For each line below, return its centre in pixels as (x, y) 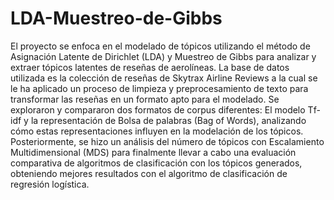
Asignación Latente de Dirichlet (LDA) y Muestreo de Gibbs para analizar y (163, 56)
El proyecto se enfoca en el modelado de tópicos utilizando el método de (160, 46)
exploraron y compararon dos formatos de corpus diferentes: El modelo (158, 109)
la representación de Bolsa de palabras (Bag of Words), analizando (168, 120)
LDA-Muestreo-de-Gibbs (116, 18)
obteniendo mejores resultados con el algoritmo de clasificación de (149, 173)
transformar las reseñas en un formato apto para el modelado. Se (145, 99)
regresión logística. (50, 184)
